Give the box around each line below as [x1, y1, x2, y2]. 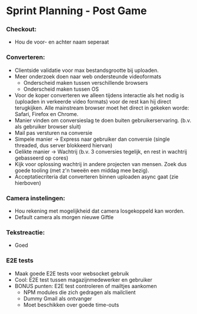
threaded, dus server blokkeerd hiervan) [14, 141, 113, 148]
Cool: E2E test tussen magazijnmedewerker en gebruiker [14, 276, 153, 283]
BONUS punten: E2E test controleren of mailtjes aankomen [14, 282, 157, 289]
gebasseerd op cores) [14, 154, 69, 161]
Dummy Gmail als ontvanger [23, 295, 92, 302]
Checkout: [6, 25, 37, 34]
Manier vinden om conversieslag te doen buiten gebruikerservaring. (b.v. [14, 117, 192, 124]
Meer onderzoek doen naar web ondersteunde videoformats [14, 72, 162, 80]
